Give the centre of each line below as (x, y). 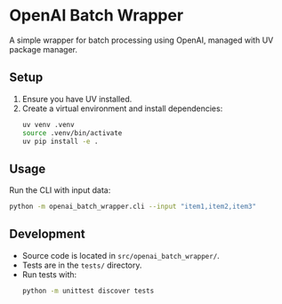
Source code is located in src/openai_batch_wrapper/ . (121, 255)
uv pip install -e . (60, 141)
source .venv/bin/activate (72, 133)
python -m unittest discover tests (88, 291)
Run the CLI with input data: (60, 190)
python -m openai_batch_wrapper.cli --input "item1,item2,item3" (133, 207)
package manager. (44, 49)
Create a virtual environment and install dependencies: (122, 108)
